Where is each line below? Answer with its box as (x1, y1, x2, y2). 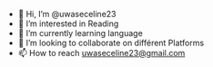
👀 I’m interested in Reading (17, 18, 119, 29)
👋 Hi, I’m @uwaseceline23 (17, 9, 117, 19)
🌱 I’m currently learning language (17, 28, 143, 38)
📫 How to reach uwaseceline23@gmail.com (17, 48, 186, 58)
